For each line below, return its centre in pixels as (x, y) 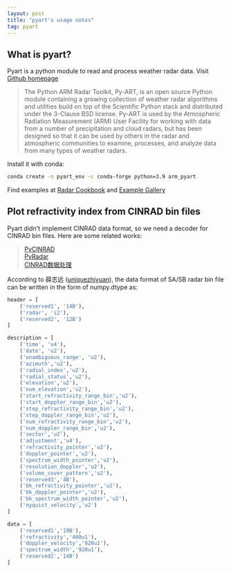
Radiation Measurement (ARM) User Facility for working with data (118, 121)
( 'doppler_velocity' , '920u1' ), (65, 544)
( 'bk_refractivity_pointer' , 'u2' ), (71, 486)
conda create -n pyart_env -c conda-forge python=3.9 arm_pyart (102, 177)
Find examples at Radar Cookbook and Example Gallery (86, 190)
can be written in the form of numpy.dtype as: (73, 287)
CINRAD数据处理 (48, 264)
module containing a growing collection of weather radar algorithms (121, 99)
